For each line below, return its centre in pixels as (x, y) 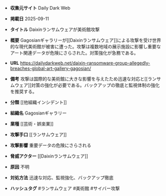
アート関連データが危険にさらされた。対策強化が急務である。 (74, 53)
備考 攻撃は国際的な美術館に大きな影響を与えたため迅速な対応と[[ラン (83, 79)
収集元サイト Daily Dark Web (40, 8)
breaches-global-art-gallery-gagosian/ (50, 68)
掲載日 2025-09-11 (29, 19)
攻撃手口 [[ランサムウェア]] (38, 134)
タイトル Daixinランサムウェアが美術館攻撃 (55, 29)
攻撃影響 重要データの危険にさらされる (51, 145)
